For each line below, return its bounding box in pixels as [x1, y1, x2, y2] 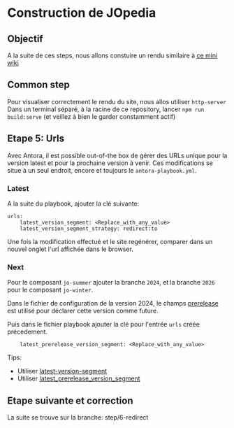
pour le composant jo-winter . [7, 285, 94, 294]
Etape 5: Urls [7, 133, 65, 145]
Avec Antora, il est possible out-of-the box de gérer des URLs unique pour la [7, 151, 228, 159]
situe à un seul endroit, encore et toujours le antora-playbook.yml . [7, 166, 197, 174]
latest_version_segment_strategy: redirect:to [20, 225, 158, 232]
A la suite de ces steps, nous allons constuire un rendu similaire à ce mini [7, 51, 218, 59]
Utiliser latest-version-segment [17, 367, 108, 376]
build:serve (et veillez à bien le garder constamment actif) [7, 112, 176, 120]
